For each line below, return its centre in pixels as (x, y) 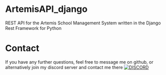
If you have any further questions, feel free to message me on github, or (79, 62)
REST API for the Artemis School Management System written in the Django (83, 23)
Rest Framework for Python (33, 28)
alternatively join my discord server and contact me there (64, 67)
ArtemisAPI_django (46, 9)
